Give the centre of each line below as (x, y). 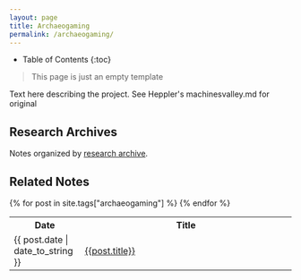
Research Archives (64, 132)
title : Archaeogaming (50, 26)
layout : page (34, 17)
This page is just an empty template (97, 77)
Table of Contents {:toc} (67, 60)
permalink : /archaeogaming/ (62, 34)
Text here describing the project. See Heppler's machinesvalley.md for (140, 94)
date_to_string (43, 251)
